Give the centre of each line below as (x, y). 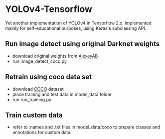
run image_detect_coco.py (40, 61)
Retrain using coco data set (49, 77)
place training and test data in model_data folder (62, 94)
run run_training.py (32, 99)
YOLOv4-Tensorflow (49, 9)
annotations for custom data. (42, 133)
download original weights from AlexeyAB (55, 56)
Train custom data (34, 115)
